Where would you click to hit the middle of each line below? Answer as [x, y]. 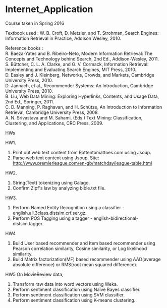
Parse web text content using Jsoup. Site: [56, 158]
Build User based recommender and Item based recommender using [84, 243]
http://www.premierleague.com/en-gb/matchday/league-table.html [82, 163]
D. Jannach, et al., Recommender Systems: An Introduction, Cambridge [79, 85]
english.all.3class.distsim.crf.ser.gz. [49, 213]
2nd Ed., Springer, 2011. [30, 101]
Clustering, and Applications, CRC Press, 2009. [54, 123]
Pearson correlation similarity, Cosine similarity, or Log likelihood [80, 249]
